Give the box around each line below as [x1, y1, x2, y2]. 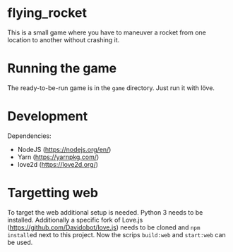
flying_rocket [7, 5, 87, 21]
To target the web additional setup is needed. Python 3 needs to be [7, 208, 203, 216]
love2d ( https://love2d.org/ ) [17, 160, 99, 168]
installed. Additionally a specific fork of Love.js [7, 215, 143, 224]
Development [7, 108, 88, 125]
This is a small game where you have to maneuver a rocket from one [7, 28, 206, 37]
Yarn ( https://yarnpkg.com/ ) [17, 153, 100, 161]
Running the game [7, 61, 117, 77]
